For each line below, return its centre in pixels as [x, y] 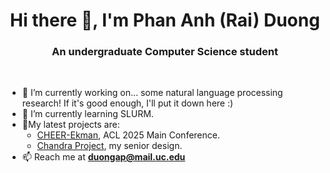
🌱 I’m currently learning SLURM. [87, 114]
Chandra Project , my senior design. [109, 146]
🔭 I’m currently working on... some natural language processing [152, 93]
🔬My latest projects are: [70, 125]
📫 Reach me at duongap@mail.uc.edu [103, 157]
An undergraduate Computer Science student [165, 52]
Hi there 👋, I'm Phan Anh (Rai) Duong [165, 20]
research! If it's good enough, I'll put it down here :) [127, 103]
